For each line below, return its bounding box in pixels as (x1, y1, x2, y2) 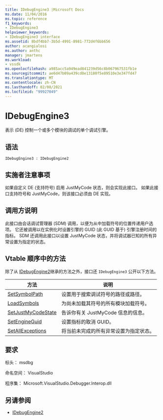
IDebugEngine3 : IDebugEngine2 (5, 156, 69, 161)
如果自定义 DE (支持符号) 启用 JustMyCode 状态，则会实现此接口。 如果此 (5, 184, 154, 190)
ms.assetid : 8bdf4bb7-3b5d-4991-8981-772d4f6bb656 (5, 39, 111, 44)
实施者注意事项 (5, 171, 50, 179)
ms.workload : (5, 57, 32, 62)
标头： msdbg (5, 360, 33, 366)
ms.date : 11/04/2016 (5, 12, 47, 17)
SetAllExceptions (7, 327, 47, 334)
